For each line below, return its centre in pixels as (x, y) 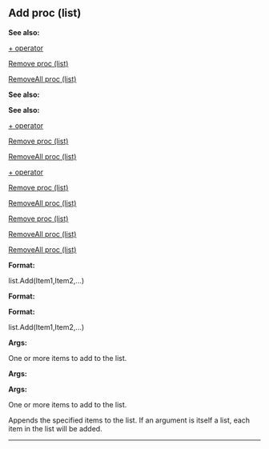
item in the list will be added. (55, 428)
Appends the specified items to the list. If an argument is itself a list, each (129, 420)
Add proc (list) (45, 13)
